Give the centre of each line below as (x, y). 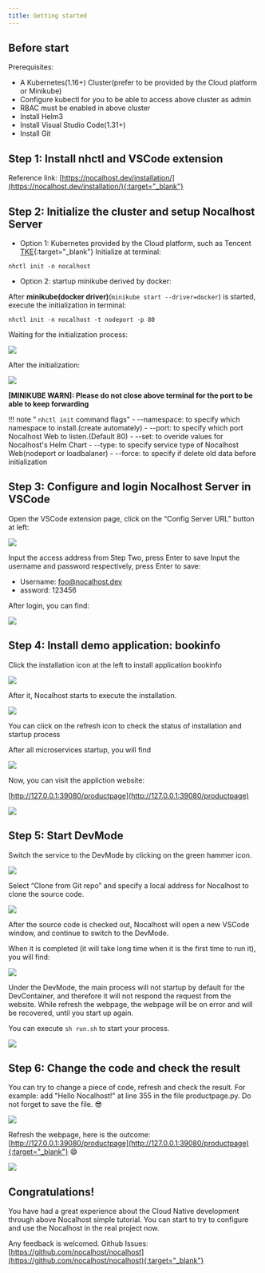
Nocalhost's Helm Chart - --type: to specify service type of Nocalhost (124, 445)
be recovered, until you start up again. (71, 1013)
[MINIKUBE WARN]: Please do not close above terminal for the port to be (131, 395)
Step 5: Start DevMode (66, 836)
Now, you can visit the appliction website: (77, 780)
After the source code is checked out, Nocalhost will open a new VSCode (129, 924)
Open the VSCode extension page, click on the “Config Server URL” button (132, 518)
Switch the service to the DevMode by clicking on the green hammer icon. (130, 855)
